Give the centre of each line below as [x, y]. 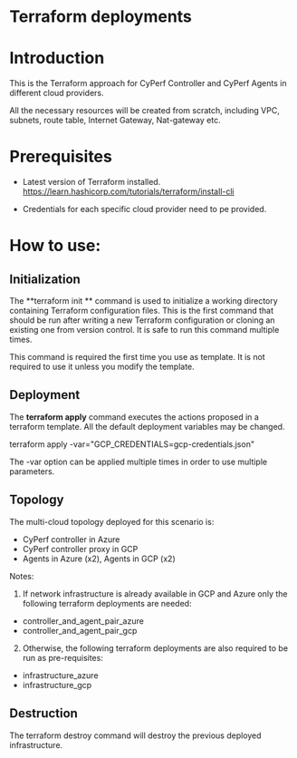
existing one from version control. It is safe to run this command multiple [144, 330]
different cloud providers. [57, 93]
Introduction [57, 58]
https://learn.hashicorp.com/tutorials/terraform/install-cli [128, 191]
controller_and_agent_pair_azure [83, 621]
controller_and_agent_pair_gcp [80, 630]
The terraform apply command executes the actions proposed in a [134, 417]
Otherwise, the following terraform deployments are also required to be [155, 648]
